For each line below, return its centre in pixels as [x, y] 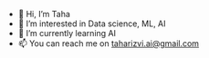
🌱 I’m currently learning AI [67, 33]
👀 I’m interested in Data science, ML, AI [92, 24]
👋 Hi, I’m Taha [44, 14]
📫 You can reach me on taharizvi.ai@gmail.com [108, 43]
